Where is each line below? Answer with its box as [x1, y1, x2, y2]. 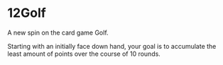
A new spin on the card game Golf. [7, 28, 109, 37]
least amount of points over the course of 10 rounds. [7, 49, 161, 58]
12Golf [7, 5, 46, 21]
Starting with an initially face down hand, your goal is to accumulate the [7, 42, 217, 50]
